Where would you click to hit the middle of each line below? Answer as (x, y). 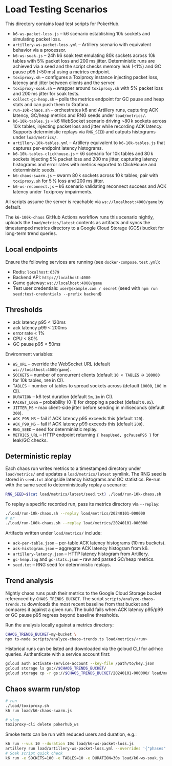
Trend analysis (29, 581)
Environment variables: (29, 354)
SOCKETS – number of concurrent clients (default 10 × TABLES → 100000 (86, 375)
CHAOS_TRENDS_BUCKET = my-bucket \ (41, 634)
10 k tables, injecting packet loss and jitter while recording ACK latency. (88, 126)
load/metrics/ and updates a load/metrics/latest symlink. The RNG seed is (86, 474)
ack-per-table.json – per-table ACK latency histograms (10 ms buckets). (89, 543)
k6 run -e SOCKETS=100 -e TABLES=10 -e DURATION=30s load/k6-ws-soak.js (84, 758)
